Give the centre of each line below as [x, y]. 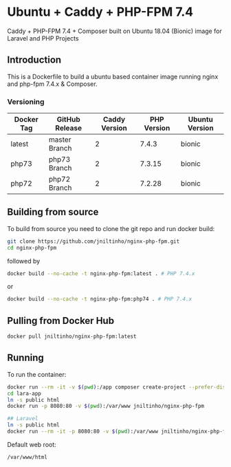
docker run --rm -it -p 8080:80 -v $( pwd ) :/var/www [82, 432]
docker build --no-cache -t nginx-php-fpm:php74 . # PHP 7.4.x [100, 299]
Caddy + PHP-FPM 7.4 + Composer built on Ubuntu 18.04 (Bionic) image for [114, 31]
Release [68, 128]
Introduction [34, 60]
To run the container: [37, 374]
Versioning [26, 102]
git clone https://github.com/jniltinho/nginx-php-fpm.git [93, 241]
